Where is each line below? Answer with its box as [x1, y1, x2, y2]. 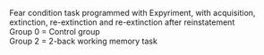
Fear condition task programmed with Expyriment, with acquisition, [9, 8, 256, 18]
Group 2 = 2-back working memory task [9, 35, 158, 46]
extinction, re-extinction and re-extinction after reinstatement [9, 17, 235, 27]
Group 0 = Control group [9, 27, 100, 36]
